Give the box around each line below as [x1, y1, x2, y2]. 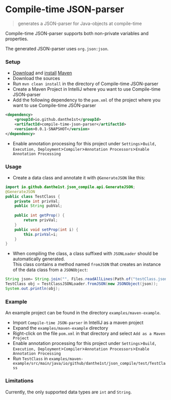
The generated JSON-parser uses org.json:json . [5, 45, 109, 51]
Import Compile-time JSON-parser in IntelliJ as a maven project [12, 319, 144, 326]
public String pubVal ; [14, 203, 63, 208]
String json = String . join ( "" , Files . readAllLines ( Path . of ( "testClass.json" [5, 277, 169, 282]
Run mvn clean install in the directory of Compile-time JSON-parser [12, 81, 159, 87]
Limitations [5, 377, 34, 384]
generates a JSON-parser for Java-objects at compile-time [17, 20, 142, 26]
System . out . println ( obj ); [5, 286, 60, 291]
